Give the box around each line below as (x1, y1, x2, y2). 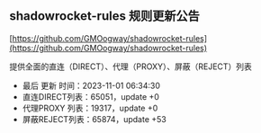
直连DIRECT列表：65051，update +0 (22, 91, 160, 102)
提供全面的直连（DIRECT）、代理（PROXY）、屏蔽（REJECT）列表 (9, 61, 252, 72)
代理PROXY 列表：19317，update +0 (22, 102, 158, 113)
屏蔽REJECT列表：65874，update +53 (22, 113, 166, 124)
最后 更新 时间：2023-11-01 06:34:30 (22, 80, 160, 91)
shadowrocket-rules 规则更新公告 (9, 8, 200, 24)
